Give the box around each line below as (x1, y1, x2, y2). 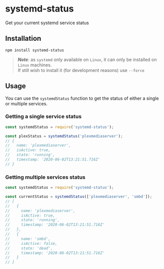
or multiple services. (5, 100, 48, 106)
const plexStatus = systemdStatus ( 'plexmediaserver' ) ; (5, 133, 123, 139)
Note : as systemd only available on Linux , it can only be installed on (17, 56, 157, 62)
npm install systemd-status (5, 47, 65, 53)
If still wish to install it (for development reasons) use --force (17, 67, 145, 73)
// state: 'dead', (5, 245, 53, 251)
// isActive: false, (5, 241, 58, 246)
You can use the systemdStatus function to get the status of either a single (5, 95, 159, 101)
